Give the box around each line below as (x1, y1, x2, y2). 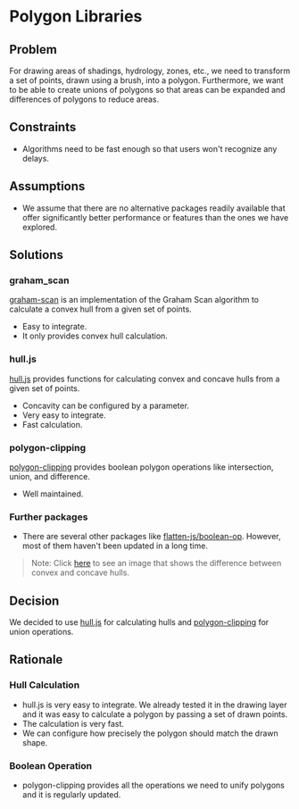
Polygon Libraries (9, 6, 143, 27)
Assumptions (9, 179, 86, 194)
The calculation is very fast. (21, 718, 125, 729)
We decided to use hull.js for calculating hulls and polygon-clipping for (9, 617, 270, 628)
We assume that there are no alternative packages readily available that (21, 203, 286, 213)
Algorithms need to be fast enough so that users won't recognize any (21, 143, 278, 154)
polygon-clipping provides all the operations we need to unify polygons (21, 780, 286, 790)
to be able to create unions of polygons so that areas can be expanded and (9, 85, 286, 95)
